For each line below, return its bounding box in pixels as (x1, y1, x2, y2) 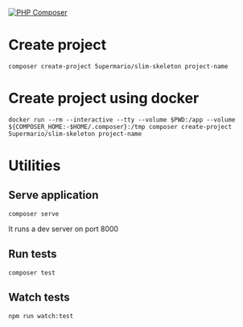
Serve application (8, 188, 99, 202)
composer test (8, 268, 56, 277)
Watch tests (8, 291, 70, 304)
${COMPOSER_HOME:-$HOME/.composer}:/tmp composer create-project (8, 122, 232, 130)
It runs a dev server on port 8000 (8, 224, 119, 234)
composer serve (8, 209, 60, 217)
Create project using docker (8, 89, 200, 108)
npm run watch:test (8, 312, 74, 320)
